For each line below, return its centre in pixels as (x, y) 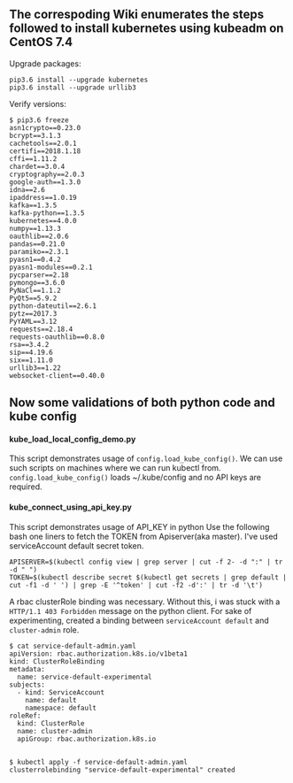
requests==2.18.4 (41, 329)
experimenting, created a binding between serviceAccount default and (139, 620)
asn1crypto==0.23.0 (45, 127)
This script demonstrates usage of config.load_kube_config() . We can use (146, 458)
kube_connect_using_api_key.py (71, 507)
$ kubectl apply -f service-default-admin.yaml (99, 762)
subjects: (27, 685)
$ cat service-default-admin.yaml (73, 646)
